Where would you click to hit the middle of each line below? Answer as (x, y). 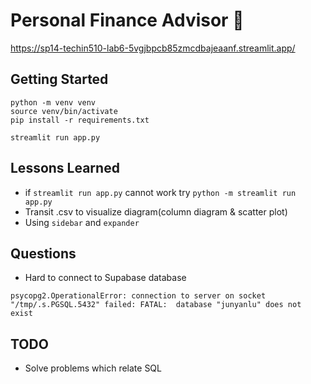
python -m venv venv (53, 102)
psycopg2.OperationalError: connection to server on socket (138, 296)
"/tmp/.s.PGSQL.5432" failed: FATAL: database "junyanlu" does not (156, 305)
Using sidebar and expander (82, 222)
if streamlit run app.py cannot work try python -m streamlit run (160, 192)
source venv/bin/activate (64, 111)
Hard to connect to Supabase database (105, 278)
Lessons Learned (65, 168)
